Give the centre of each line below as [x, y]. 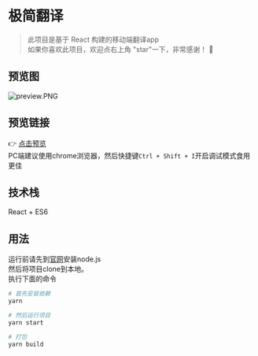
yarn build [26, 344]
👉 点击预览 [28, 143]
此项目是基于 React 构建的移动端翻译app [93, 39]
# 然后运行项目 [29, 315]
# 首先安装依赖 [29, 294]
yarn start [26, 323]
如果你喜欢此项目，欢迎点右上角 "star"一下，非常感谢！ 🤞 [120, 49]
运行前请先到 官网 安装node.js [55, 259]
